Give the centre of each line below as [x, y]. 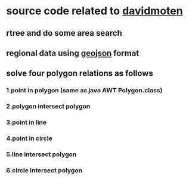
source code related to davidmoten [94, 11]
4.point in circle [29, 138]
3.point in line [26, 122]
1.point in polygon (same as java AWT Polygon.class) [84, 91]
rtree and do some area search [64, 33]
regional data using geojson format [73, 53]
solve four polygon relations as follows [80, 74]
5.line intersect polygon [41, 154]
